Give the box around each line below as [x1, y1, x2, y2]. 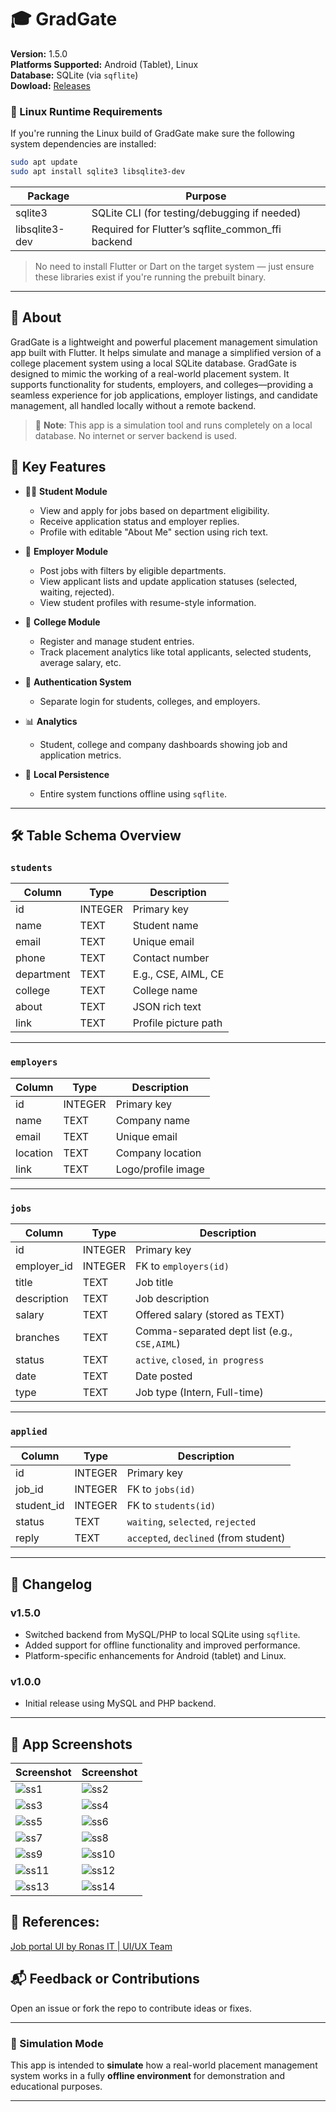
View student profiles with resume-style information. [39, 596, 257, 608]
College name [132, 984, 198, 998]
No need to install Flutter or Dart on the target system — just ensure [34, 260, 315, 272]
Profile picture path [132, 1016, 223, 1030]
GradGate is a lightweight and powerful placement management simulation [10, 336, 318, 348]
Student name [132, 919, 199, 933]
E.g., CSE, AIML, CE [132, 967, 225, 981]
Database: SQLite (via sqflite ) [10, 69, 139, 81]
